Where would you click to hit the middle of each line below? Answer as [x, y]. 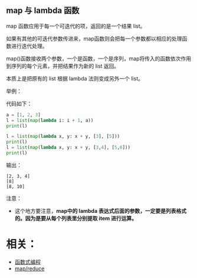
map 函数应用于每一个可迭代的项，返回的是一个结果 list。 [76, 26]
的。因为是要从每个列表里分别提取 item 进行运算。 [76, 218]
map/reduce [29, 269]
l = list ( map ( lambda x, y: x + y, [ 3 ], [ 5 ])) [63, 137]
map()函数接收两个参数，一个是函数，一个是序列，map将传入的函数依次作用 [99, 59]
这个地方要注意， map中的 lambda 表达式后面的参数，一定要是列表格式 [101, 211]
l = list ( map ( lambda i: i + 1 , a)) [50, 120]
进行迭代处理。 [29, 46]
